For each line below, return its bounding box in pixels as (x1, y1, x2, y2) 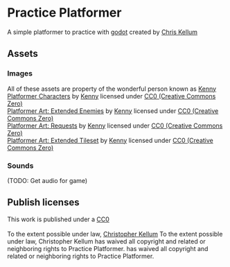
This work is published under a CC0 (7, 215, 109, 223)
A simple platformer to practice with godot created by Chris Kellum (7, 28, 198, 36)
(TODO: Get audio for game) (7, 176, 88, 184)
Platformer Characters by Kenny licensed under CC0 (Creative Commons (7, 92, 216, 100)
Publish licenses (7, 196, 80, 209)
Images (7, 69, 33, 78)
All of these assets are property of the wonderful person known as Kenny (7, 85, 217, 93)
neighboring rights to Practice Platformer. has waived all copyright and (7, 244, 209, 252)
